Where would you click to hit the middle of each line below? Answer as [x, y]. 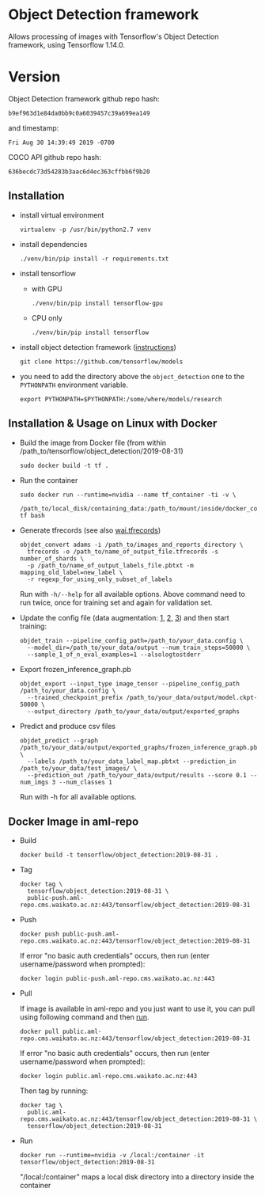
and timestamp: [34, 127]
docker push [39, 934]
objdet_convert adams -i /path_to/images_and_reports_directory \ [131, 545]
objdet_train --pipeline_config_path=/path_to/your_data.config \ [131, 640]
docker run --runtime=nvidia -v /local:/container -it [112, 1156]
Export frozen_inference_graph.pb [76, 669]
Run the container [49, 480]
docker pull [39, 1032]
